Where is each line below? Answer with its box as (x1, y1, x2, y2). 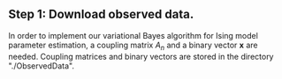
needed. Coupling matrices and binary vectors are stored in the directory (8, 51, 274, 61)
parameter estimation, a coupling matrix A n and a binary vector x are (8, 39, 258, 52)
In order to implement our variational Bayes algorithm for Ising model (8, 30, 258, 40)
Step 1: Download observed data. (8, 7, 194, 22)
